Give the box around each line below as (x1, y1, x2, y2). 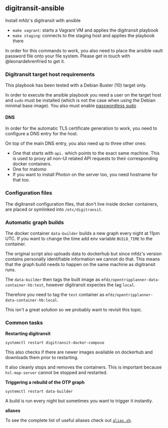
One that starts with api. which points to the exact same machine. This (12, 150, 160, 156)
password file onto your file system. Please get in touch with (5, 53, 130, 59)
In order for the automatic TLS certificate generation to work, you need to (5, 125, 157, 131)
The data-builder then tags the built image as (5, 276, 101, 282)
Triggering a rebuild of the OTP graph (5, 379, 85, 385)
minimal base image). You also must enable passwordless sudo (5, 103, 137, 109)
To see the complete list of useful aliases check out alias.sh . (5, 417, 132, 423)
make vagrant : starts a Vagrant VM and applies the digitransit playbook (12, 27, 158, 33)
